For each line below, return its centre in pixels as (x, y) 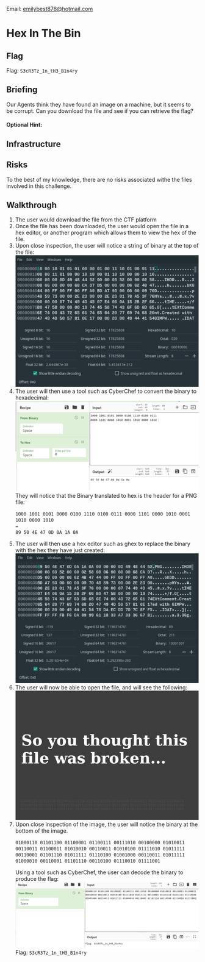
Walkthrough (31, 205)
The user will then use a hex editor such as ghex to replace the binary (103, 544)
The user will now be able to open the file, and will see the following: (101, 687)
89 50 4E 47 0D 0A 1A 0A (47, 533)
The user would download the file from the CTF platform (86, 220)
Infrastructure (34, 144)
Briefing (22, 90)
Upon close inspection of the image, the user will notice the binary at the (106, 824)
